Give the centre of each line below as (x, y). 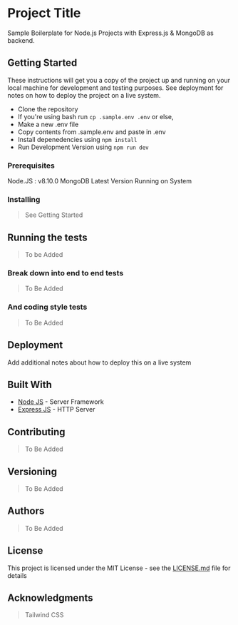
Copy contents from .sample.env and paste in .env (92, 132)
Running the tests (47, 237)
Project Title (44, 13)
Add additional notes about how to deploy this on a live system (99, 362)
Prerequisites (31, 166)
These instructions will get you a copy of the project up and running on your (119, 80)
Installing (24, 199)
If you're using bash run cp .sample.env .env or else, (95, 116)
